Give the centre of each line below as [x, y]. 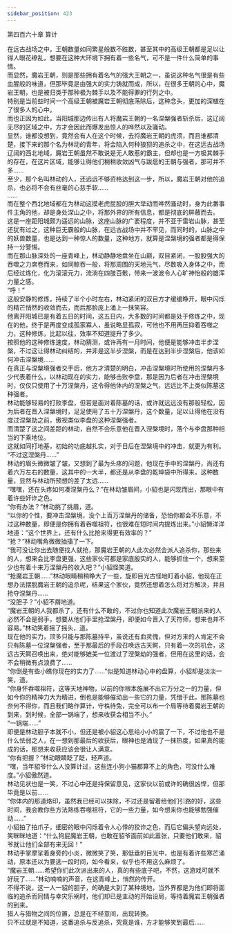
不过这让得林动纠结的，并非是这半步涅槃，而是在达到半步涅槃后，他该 [119, 350]
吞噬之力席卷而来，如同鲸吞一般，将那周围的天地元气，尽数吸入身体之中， [113, 264]
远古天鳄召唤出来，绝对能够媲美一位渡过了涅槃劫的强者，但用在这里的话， [113, 654]
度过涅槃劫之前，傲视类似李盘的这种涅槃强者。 [74, 420]
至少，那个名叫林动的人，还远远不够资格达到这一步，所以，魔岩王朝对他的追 [116, 179]
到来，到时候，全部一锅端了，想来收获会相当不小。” [80, 714]
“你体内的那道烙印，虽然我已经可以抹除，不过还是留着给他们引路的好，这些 [115, 801]
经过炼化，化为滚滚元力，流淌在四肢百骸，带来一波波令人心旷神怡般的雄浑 [119, 273]
